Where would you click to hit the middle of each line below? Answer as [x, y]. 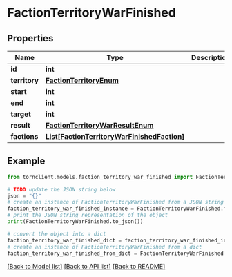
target [21, 114]
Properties [30, 38]
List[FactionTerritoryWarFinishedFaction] [115, 136]
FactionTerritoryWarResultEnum [99, 125]
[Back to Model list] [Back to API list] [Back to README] [86, 267]
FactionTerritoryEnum [82, 80]
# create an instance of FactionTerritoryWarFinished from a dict [105, 247]
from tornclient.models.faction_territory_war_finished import [100, 177]
